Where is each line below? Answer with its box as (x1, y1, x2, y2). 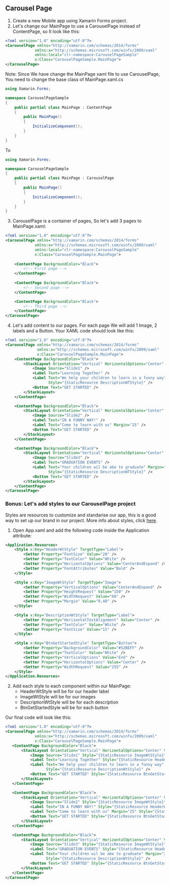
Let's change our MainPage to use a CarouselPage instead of (12, 23, 141, 29)
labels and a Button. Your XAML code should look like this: (12, 328, 135, 334)
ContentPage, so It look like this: (12, 28, 80, 35)
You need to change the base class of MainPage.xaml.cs (5, 76, 123, 83)
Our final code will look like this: (5, 714, 72, 721)
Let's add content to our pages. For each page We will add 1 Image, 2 (12, 322, 157, 328)
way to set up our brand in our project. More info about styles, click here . (5, 517, 158, 523)
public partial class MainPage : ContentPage (14, 105, 112, 110)
